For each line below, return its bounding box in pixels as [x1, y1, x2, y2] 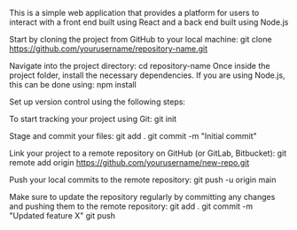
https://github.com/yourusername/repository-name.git [9, 43, 208, 54]
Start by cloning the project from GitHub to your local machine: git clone [9, 34, 272, 44]
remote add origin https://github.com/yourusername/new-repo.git [9, 157, 250, 167]
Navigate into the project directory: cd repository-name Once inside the [9, 61, 270, 71]
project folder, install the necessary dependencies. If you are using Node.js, [9, 70, 285, 80]
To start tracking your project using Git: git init [9, 114, 177, 124]
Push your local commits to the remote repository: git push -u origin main [9, 174, 277, 185]
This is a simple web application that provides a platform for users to [9, 8, 260, 18]
